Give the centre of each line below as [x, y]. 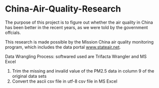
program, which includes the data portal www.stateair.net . [63, 47]
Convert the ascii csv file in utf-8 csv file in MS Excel [65, 81]
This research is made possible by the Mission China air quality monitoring [79, 42]
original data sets [29, 76]
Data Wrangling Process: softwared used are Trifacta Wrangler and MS [76, 56]
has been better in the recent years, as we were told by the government [77, 27]
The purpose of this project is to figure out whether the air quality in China [79, 22]
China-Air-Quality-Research [63, 9]
